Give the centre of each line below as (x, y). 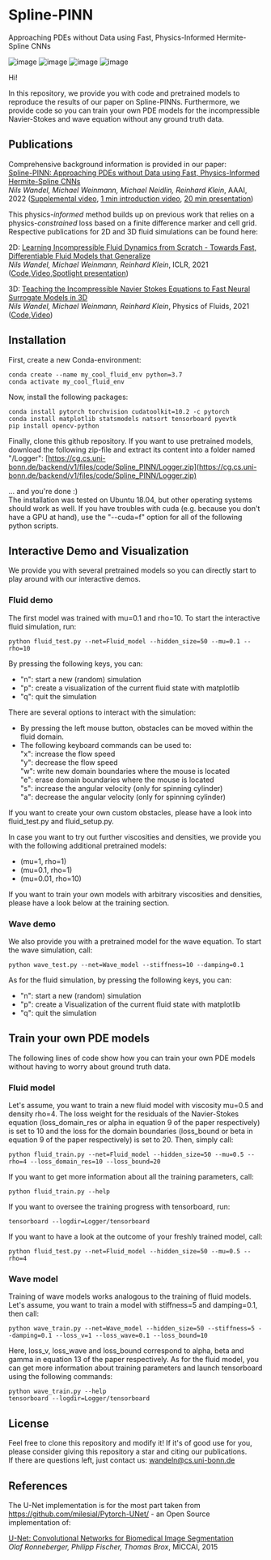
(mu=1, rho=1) (43, 861)
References (38, 1486)
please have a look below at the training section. (89, 903)
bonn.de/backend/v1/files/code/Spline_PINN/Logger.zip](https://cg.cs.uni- (133, 466)
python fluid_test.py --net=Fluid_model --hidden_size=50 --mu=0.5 (125, 1252)
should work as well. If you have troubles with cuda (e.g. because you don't (134, 508)
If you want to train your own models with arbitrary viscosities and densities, (135, 894)
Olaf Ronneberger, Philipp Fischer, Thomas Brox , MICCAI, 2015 (113, 1547)
